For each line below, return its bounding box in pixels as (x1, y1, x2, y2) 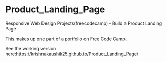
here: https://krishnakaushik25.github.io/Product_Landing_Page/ (5, 51, 139, 57)
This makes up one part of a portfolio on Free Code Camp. (5, 36, 127, 42)
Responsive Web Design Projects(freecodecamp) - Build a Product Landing (5, 20, 162, 26)
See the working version (5, 45, 56, 51)
